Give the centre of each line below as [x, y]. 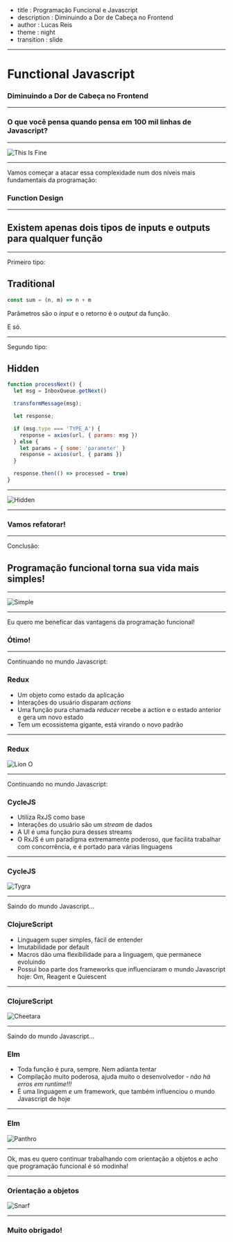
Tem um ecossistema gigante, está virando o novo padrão [100, 724]
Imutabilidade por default [53, 947]
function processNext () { [44, 385]
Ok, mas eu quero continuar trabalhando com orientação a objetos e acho [113, 1159]
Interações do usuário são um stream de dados [85, 825]
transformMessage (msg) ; [48, 404]
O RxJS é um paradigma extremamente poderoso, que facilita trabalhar [119, 839]
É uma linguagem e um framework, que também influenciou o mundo [116, 1092]
